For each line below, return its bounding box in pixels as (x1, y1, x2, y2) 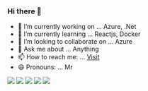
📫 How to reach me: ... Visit (17, 53, 100, 61)
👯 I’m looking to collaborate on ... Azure (17, 37, 133, 46)
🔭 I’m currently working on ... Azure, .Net (17, 23, 137, 31)
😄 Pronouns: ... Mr (17, 63, 73, 71)
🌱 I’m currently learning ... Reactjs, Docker (17, 30, 141, 38)
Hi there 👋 (7, 6, 42, 16)
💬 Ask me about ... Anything (17, 45, 99, 54)
